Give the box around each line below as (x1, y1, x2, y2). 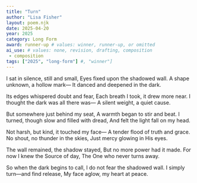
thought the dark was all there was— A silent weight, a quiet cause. (6, 99, 171, 106)
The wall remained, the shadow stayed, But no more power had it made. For (6, 146, 192, 153)
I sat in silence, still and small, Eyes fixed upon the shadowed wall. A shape (6, 75, 190, 82)
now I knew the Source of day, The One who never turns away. (6, 152, 160, 159)
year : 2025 (6, 31, 33, 37)
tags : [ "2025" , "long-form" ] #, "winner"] (6, 58, 113, 64)
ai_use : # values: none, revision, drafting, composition (6, 48, 152, 53)
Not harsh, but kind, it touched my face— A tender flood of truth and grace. (6, 128, 190, 135)
